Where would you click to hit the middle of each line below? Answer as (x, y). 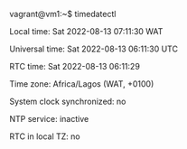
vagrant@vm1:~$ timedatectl (63, 14)
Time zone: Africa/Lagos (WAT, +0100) (82, 84)
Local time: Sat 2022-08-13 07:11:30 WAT (86, 31)
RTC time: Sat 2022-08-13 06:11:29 (75, 66)
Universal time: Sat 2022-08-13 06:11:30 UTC (94, 49)
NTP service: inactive (49, 119)
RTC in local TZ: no (45, 136)
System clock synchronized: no (68, 101)
